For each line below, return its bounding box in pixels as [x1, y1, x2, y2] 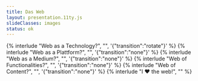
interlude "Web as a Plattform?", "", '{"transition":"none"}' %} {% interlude [6, 49, 191, 56]
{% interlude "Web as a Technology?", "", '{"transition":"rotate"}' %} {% [6, 42, 186, 50]
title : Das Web [6, 8, 45, 15]
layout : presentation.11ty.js [6, 15, 83, 21]
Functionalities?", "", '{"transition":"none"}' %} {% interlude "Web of [6, 62, 176, 69]
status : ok [6, 25, 34, 32]
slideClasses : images [6, 20, 61, 26]
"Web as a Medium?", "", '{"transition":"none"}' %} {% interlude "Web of [6, 55, 187, 62]
